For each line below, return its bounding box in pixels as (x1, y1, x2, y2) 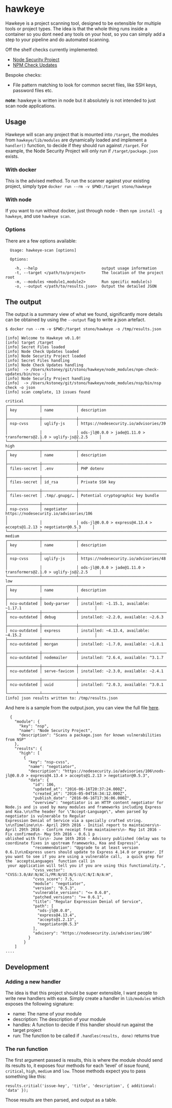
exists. (5, 153, 19, 159)
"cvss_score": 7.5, (32, 877, 74, 882)
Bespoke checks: (5, 72, 42, 78)
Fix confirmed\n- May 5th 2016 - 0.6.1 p (5, 832, 95, 837)
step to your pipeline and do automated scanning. (5, 37, 110, 43)
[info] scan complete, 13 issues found (5, 389, 91, 395)
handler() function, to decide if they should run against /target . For (5, 142, 148, 148)
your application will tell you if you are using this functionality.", (7, 863, 166, 868)
